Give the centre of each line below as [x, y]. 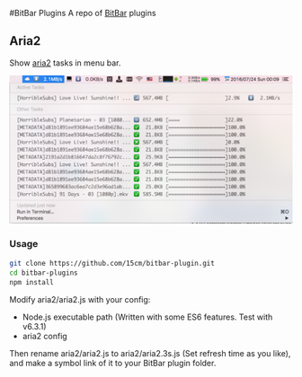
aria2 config [44, 337]
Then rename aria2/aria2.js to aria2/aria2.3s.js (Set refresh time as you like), [150, 354]
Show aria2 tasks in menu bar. [65, 63]
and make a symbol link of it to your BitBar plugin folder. [113, 364]
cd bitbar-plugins [44, 273]
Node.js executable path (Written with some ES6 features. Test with [147, 317]
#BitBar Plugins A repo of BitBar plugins [83, 13]
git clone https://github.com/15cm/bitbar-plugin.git [112, 264]
